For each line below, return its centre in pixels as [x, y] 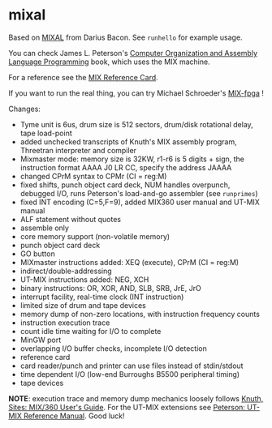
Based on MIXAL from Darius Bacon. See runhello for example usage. [125, 37]
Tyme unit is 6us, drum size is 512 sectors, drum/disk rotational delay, [136, 124]
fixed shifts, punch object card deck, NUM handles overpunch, [125, 185]
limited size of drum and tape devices [83, 305]
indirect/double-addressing [66, 271]
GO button [37, 254]
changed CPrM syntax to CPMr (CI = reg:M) [93, 176]
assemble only [44, 228]
